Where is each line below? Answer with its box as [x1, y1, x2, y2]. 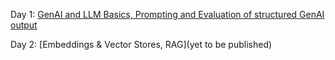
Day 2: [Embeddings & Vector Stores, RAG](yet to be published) [10, 39, 273, 50]
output [10, 19, 38, 31]
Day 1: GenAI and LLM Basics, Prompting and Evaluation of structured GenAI [10, 9, 325, 20]
